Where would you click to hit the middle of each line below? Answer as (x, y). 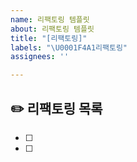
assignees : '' (40, 57)
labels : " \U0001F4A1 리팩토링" (69, 47)
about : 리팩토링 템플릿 (52, 29)
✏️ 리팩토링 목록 (56, 108)
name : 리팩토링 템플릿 (50, 19)
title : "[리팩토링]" (49, 38)
